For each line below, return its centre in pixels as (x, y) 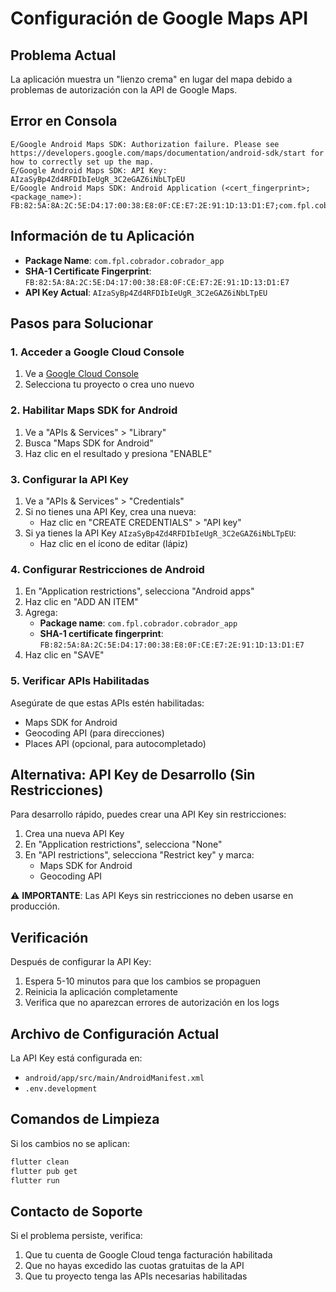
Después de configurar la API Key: (81, 962)
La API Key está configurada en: (76, 1058)
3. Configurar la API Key (69, 479)
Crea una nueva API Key (74, 834)
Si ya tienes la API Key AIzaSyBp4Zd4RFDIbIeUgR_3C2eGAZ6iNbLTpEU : (160, 533)
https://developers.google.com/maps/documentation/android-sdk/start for (167, 153)
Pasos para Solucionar (82, 323)
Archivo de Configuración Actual (115, 1033)
